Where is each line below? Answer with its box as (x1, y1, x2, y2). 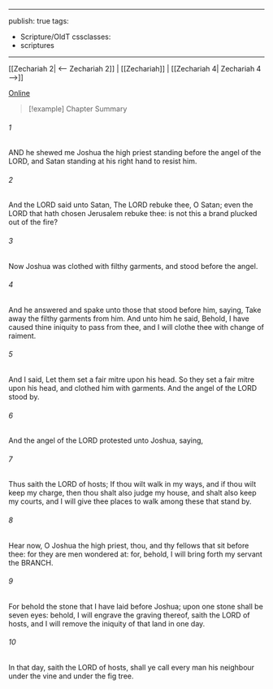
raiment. (8, 331, 37, 340)
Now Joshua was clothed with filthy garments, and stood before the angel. (8, 261, 258, 271)
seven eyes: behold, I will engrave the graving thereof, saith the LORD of (8, 610, 250, 620)
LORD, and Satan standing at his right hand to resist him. (8, 156, 197, 167)
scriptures (19, 41, 55, 50)
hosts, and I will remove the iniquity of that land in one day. (8, 618, 206, 628)
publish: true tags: (8, 16, 69, 25)
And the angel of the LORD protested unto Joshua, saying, (8, 435, 204, 445)
